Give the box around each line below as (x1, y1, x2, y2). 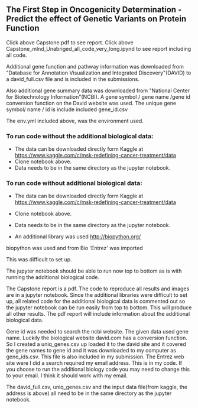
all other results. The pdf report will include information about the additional (6, 310, 190, 318)
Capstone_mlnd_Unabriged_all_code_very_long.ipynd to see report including (6, 45, 191, 52)
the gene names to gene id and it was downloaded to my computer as (6, 347, 176, 354)
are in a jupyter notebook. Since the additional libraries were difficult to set (6, 292, 188, 299)
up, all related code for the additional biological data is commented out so (6, 298, 186, 305)
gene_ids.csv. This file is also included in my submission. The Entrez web (6, 353, 184, 360)
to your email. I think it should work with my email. (6, 372, 128, 379)
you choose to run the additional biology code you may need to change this (6, 366, 190, 373)
